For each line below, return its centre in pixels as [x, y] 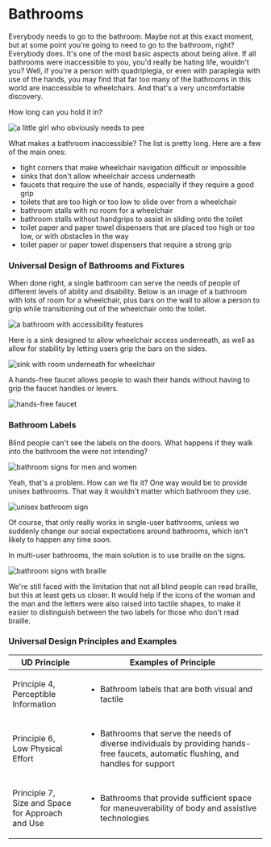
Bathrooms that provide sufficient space [176, 798]
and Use [28, 823]
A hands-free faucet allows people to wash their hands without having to [129, 380]
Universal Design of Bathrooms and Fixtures [97, 265]
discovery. [26, 96]
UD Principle [46, 662]
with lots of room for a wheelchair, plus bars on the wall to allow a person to [134, 300]
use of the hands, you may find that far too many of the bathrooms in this [130, 79]
